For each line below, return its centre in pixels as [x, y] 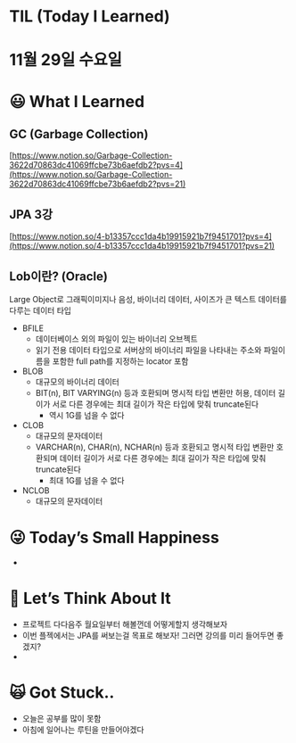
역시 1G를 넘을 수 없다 [86, 415]
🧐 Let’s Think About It [90, 599]
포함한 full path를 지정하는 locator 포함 [120, 361]
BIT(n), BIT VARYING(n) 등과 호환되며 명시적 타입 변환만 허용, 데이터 [156, 393]
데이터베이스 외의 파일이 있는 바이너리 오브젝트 [116, 339]
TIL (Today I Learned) [90, 17]
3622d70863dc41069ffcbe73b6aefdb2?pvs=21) [98, 184]
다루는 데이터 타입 [40, 310]
